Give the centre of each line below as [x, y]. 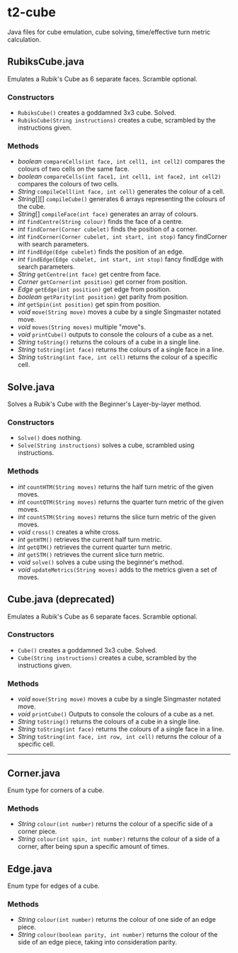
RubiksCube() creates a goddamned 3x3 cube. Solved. [97, 113]
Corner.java [34, 773]
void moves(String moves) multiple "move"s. [82, 327]
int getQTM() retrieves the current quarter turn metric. [95, 547]
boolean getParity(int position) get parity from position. [103, 297]
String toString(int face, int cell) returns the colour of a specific [118, 357]
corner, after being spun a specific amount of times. [93, 847]
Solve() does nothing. [50, 438]
